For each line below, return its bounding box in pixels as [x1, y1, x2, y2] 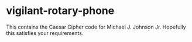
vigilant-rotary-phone [6, 4, 115, 17]
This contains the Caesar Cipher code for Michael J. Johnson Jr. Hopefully [6, 23, 186, 30]
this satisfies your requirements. [6, 29, 84, 36]
